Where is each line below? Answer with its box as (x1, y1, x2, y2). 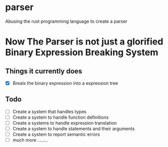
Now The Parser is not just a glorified (5, 36, 163, 47)
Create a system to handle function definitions (12, 114, 109, 120)
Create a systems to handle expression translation (12, 120, 117, 126)
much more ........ (12, 137, 48, 143)
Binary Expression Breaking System (5, 47, 158, 58)
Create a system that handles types (12, 108, 87, 115)
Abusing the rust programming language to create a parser (5, 18, 128, 24)
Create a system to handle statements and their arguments (12, 126, 135, 131)
